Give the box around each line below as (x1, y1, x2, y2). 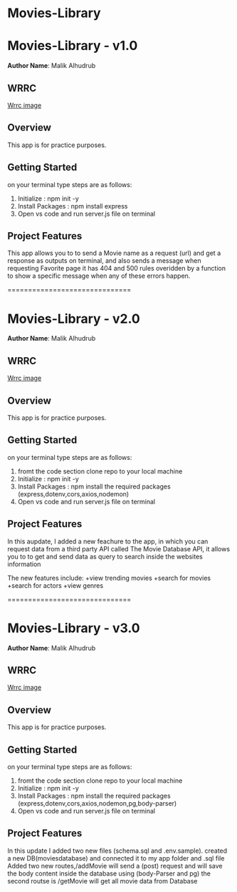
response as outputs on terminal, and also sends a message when (7, 256, 201, 265)
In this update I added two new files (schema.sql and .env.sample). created (7, 846, 228, 855)
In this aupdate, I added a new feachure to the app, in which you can (7, 537, 209, 546)
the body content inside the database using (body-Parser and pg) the (7, 869, 211, 878)
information (7, 559, 41, 568)
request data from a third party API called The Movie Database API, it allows (7, 544, 230, 553)
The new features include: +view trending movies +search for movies (7, 573, 211, 582)
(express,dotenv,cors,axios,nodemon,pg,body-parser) (17, 798, 177, 808)
